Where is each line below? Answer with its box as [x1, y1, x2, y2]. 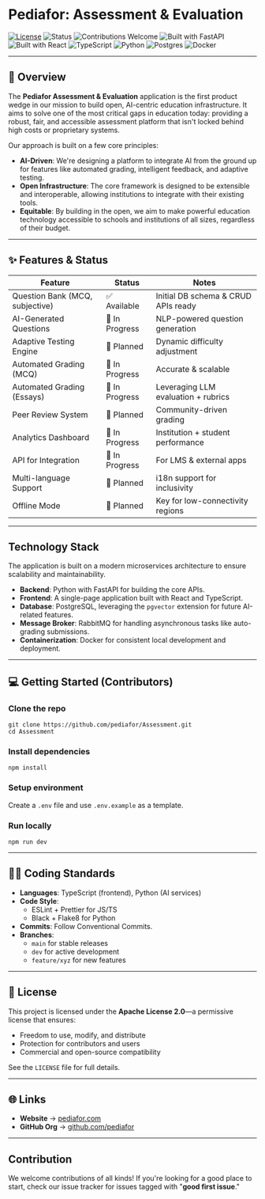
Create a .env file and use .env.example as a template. [8, 800, 184, 810]
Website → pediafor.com [19, 1114, 101, 1123]
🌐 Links [8, 1092, 47, 1106]
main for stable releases [31, 938, 109, 947]
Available [106, 300, 140, 311]
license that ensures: [8, 1015, 77, 1024]
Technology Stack [8, 540, 99, 553]
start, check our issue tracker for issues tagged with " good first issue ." [8, 1182, 241, 1192]
